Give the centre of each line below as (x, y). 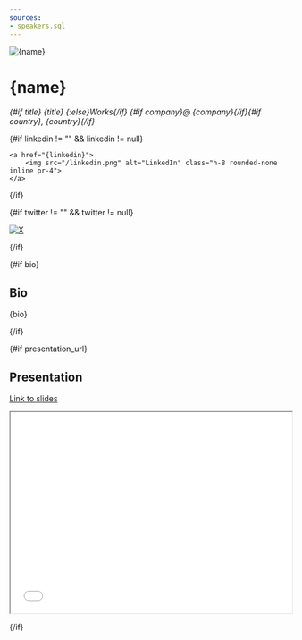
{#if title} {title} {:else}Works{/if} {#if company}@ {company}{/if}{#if (135, 112)
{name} (38, 87)
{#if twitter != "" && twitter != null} (71, 213)
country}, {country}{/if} (52, 122)
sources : (25, 17)
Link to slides (34, 399)
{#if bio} (25, 265)
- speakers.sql (38, 26)
